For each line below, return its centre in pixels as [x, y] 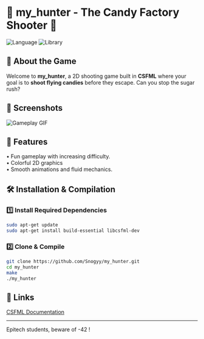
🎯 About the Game [42, 61]
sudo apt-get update [32, 225]
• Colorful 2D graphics [35, 163]
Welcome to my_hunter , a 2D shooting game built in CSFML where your [96, 76]
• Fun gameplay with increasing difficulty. [58, 156]
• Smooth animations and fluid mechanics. [59, 169]
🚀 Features [27, 142]
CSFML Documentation [36, 312]
